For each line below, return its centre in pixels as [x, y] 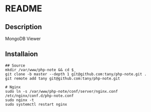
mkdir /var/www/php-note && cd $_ [41, 70]
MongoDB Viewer [23, 38]
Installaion [21, 54]
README [24, 9]
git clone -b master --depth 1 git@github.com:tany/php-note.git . [76, 74]
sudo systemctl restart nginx [36, 104]
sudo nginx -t [20, 100]
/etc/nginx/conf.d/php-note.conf [39, 96]
